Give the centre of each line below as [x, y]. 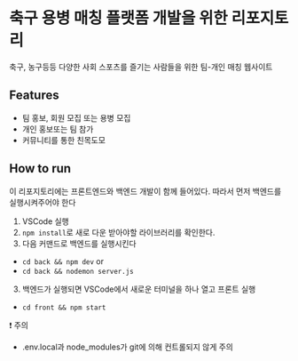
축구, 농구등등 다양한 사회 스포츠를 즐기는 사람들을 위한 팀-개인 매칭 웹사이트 [141, 67]
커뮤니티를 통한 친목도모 [64, 140]
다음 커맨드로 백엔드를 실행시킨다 [79, 243]
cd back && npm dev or [63, 261]
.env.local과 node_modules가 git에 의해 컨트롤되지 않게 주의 [127, 347]
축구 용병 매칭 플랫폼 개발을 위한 [118, 18]
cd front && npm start [64, 308]
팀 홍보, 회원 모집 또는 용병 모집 [76, 117]
